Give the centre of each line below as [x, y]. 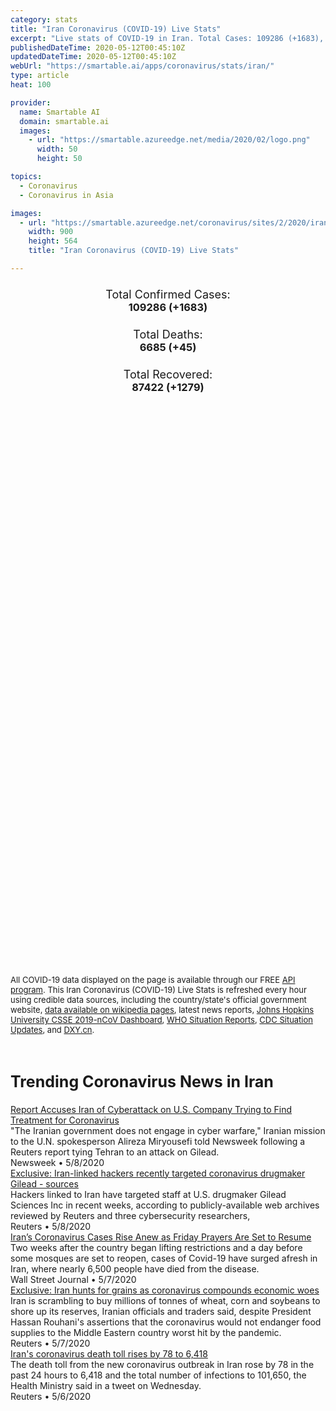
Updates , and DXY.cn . [52, 1030]
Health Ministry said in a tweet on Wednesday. [106, 1385]
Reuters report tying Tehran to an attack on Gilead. [115, 1152]
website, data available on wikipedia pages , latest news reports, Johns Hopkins [162, 1010]
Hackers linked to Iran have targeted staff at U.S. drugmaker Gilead [148, 1194]
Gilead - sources [44, 1183]
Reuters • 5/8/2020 [51, 1226]
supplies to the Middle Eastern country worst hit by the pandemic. [146, 1332]
